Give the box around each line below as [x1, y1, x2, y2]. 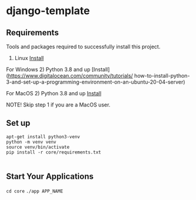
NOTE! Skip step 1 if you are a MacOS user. [6, 101, 111, 108]
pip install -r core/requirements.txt [6, 149, 101, 155]
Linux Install [14, 55, 44, 61]
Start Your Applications [6, 172, 94, 182]
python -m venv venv [6, 139, 57, 145]
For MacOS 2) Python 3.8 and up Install [6, 90, 102, 96]
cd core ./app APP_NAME [6, 188, 64, 194]
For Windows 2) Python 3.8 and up [6, 66, 91, 73]
